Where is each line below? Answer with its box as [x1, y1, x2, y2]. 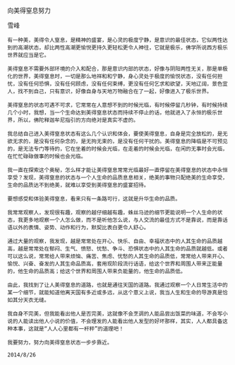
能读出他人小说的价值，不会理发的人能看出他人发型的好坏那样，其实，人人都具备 [23, 318, 223, 325]
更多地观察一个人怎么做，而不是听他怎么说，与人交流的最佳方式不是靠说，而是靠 [23, 216, 223, 224]
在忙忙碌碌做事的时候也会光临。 [7, 153, 87, 160]
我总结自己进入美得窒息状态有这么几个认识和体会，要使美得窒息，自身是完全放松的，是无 [7, 130, 228, 137]
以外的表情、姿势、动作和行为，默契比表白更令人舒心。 [12, 224, 150, 231]
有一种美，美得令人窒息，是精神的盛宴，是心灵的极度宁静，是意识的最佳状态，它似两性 [7, 37, 223, 44]
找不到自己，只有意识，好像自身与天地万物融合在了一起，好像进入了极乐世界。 [17, 88, 212, 95]
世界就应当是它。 [7, 52, 50, 59]
